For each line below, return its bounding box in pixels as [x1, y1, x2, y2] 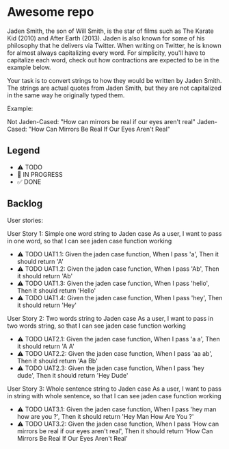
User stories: [7, 216, 43, 224]
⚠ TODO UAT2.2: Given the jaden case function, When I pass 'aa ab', [16, 349, 213, 357]
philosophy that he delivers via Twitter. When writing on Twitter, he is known [7, 41, 221, 49]
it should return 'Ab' [16, 271, 73, 280]
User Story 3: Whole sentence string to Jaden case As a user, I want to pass [7, 385, 222, 393]
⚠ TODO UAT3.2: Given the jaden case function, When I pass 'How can [16, 420, 219, 428]
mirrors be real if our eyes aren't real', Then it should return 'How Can [16, 426, 213, 435]
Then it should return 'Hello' [16, 286, 96, 295]
